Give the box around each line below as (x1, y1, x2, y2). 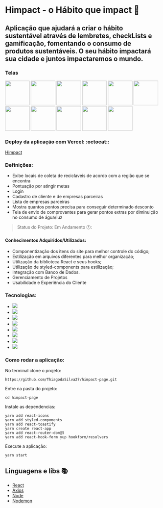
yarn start (5, 453, 27, 458)
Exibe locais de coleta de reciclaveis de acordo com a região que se (12, 173, 150, 178)
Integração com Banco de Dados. (12, 269, 80, 275)
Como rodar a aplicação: (5, 356, 65, 363)
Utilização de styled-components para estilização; (12, 264, 114, 270)
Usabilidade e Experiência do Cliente (12, 279, 87, 285)
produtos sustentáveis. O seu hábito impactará (5, 47, 151, 55)
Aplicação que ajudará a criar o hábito (5, 24, 123, 32)
